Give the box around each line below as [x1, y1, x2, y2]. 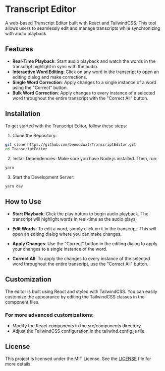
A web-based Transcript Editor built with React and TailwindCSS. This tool [5, 20, 157, 26]
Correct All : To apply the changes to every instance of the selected [12, 255, 150, 262]
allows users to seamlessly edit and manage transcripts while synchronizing [5, 25, 161, 31]
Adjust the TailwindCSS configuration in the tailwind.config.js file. [12, 328, 146, 334]
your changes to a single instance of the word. [12, 246, 108, 252]
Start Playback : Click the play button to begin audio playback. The [12, 210, 149, 217]
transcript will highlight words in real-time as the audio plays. [12, 216, 137, 222]
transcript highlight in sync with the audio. [12, 63, 98, 69]
